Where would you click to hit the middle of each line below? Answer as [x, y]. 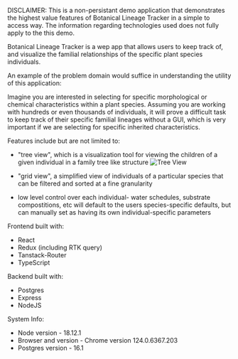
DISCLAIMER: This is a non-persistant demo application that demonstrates [116, 10]
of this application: [34, 83]
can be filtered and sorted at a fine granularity [85, 183]
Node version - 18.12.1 [49, 333]
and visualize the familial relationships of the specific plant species [105, 54]
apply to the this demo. [41, 33]
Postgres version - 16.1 [50, 348]
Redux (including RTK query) [60, 247]
